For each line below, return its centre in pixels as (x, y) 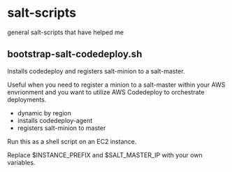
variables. (21, 162)
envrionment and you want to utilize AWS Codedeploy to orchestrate (106, 92)
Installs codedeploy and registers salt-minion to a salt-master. (96, 71)
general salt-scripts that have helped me (66, 32)
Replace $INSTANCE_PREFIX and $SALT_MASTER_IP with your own (105, 155)
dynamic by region (44, 113)
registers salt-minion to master (61, 128)
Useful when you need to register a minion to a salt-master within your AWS (116, 85)
